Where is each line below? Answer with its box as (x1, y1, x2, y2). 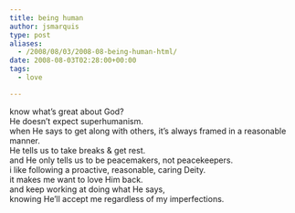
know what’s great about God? (9, 106, 125, 117)
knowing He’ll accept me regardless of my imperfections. (9, 193, 225, 204)
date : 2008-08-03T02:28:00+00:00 (9, 56, 137, 65)
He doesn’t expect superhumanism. (9, 115, 144, 126)
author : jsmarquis (9, 22, 79, 31)
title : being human (9, 13, 84, 23)
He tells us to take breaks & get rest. (9, 144, 146, 155)
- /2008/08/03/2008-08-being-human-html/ (17, 48, 178, 57)
